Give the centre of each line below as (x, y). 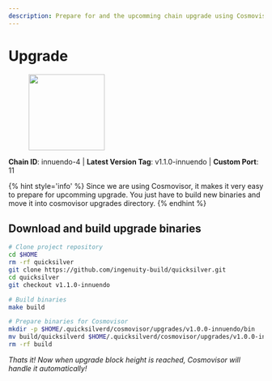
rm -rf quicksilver (41, 263)
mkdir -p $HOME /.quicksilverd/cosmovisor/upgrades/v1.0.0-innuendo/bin (132, 329)
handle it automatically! (48, 368)
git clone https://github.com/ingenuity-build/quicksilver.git (117, 270)
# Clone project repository (56, 247)
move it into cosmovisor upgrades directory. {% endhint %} (108, 203)
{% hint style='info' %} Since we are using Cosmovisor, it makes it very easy (136, 186)
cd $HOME (23, 255)
